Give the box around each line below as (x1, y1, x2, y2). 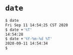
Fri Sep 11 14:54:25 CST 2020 (5, 22, 68, 28)
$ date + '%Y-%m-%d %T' (5, 36, 52, 42)
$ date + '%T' (5, 27, 32, 32)
